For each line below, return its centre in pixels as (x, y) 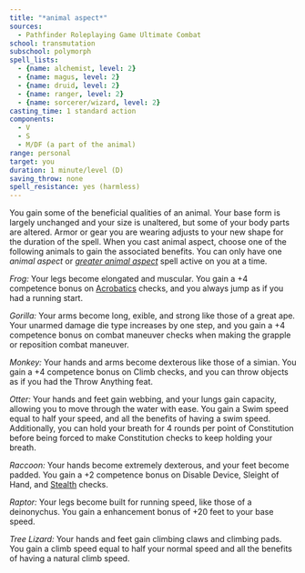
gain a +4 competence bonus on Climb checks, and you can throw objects (149, 372)
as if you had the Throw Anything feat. (81, 382)
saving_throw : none (46, 178)
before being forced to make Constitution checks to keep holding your (141, 438)
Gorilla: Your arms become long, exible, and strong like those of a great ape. (152, 316)
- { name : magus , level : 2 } (69, 77)
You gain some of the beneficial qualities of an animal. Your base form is (145, 213)
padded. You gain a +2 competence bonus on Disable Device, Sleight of (144, 475)
